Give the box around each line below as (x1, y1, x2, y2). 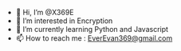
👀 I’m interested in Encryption (15, 16, 113, 25)
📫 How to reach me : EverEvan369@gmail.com (15, 33, 173, 43)
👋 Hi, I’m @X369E (15, 8, 74, 17)
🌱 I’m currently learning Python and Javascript (15, 25, 169, 33)
